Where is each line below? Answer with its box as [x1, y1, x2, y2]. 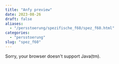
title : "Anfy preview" [5, 7, 52, 12]
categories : [5, 30, 30, 35]
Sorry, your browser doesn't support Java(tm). [5, 53, 101, 59]
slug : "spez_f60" [5, 40, 41, 45]
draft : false [5, 16, 32, 21]
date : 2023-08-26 [5, 12, 41, 17]
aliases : [5, 21, 23, 26]
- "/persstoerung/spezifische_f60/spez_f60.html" [9, 26, 115, 31]
